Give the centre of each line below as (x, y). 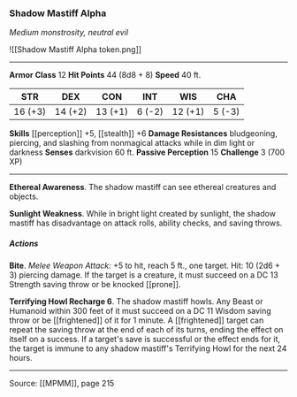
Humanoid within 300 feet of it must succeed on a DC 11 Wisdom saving (140, 311)
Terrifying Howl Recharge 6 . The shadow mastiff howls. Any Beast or (136, 302)
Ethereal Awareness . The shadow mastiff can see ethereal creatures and (143, 187)
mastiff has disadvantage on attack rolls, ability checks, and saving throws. (146, 223)
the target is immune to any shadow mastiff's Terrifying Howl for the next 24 (148, 348)
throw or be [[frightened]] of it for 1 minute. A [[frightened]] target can (137, 320)
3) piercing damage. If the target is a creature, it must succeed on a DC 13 (144, 275)
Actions (24, 243)
